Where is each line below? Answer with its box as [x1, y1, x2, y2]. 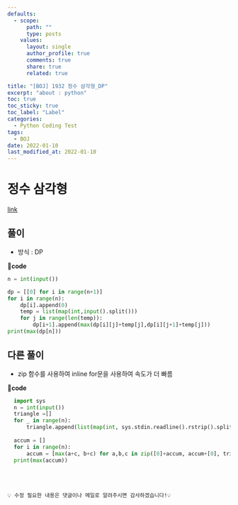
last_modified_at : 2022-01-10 [7, 148, 97, 156]
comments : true [25, 57, 72, 64]
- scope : [13, 17, 40, 24]
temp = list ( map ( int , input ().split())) [20, 308, 138, 316]
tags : [7, 128, 23, 135]
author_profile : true [25, 50, 91, 57]
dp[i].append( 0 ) [20, 301, 69, 309]
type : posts [25, 30, 62, 38]
